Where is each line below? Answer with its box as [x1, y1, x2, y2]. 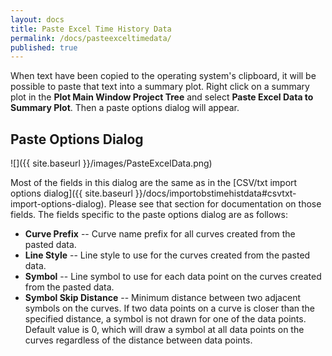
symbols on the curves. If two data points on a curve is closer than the [24, 302, 315, 315]
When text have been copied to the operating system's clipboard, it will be [10, 70, 317, 82]
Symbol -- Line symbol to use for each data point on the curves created [24, 271, 322, 283]
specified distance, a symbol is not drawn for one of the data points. [24, 313, 307, 325]
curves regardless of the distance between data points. [24, 334, 253, 346]
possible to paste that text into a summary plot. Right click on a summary [10, 81, 310, 93]
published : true [10, 42, 78, 53]
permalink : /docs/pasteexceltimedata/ [10, 33, 172, 43]
